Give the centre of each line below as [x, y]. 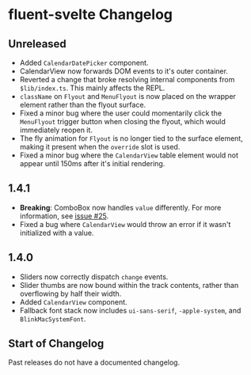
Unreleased [38, 44]
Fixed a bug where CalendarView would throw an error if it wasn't [125, 224]
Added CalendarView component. [74, 301]
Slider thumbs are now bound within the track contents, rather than [129, 285]
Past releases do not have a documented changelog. [94, 362]
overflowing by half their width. [70, 294]
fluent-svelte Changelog [90, 15]
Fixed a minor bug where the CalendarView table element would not [129, 155]
